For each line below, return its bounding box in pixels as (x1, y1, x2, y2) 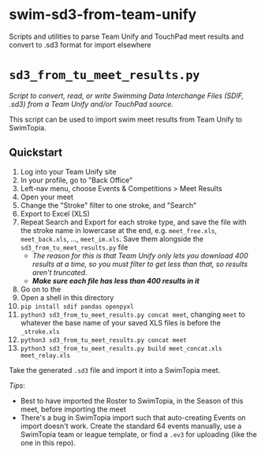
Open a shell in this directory (20, 292, 114, 302)
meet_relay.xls (20, 352, 71, 359)
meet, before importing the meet (20, 404, 126, 414)
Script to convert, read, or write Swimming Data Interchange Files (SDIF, (9, 91, 244, 100)
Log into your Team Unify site (20, 167, 117, 176)
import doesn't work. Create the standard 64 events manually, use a (20, 421, 242, 431)
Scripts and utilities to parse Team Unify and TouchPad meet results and (9, 32, 244, 41)
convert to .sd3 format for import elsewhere (9, 39, 151, 49)
